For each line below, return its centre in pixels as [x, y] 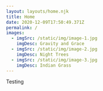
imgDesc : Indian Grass [44, 65]
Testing [15, 82]
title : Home [20, 17]
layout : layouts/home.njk [37, 11]
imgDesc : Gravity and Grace [50, 44]
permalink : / [22, 28]
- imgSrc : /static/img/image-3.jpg [54, 60]
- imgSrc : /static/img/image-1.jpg [54, 38]
